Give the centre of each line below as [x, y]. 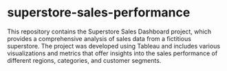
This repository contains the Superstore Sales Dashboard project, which [109, 31]
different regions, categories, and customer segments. [84, 60]
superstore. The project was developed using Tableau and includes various [114, 46]
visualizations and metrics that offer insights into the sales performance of [112, 53]
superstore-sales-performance [99, 13]
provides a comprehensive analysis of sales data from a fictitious [99, 38]
